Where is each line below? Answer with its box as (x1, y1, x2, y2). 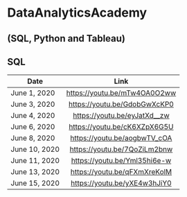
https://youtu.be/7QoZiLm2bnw (69, 144, 173, 154)
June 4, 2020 (10, 111, 55, 121)
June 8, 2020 (10, 133, 55, 143)
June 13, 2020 (10, 167, 60, 177)
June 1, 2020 (10, 88, 55, 98)
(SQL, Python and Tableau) (7, 33, 126, 44)
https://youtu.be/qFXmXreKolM (70, 167, 172, 177)
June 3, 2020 (10, 99, 55, 109)
